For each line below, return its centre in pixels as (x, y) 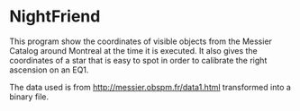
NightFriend (55, 17)
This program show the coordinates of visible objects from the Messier (141, 41)
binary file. (29, 97)
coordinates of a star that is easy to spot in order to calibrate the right (138, 60)
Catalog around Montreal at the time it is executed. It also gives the (134, 50)
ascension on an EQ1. (49, 70)
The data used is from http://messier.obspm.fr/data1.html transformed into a (150, 87)
